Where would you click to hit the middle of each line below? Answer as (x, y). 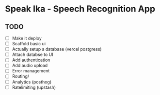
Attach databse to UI (32, 54)
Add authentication (31, 60)
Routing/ (21, 76)
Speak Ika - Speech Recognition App (80, 9)
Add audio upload (30, 66)
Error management (31, 71)
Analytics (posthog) (32, 82)
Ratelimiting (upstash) (34, 87)
